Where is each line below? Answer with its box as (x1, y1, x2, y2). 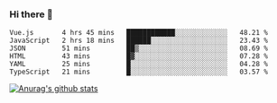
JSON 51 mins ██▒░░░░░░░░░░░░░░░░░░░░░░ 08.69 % (9, 44, 269, 53)
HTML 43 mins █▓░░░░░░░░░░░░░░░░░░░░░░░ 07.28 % (9, 52, 269, 61)
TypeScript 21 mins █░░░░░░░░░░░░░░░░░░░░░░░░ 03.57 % (9, 67, 269, 77)
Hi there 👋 (9, 8, 54, 21)
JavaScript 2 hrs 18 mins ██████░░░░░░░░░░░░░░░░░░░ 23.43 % (9, 36, 269, 46)
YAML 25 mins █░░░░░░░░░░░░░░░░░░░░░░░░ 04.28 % (9, 60, 269, 69)
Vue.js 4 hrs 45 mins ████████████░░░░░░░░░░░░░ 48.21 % (9, 29, 269, 38)
